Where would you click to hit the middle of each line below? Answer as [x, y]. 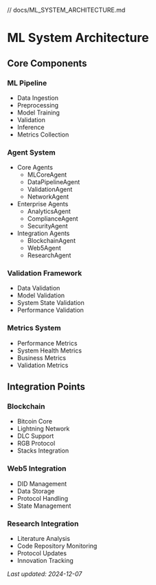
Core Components [47, 63]
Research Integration [43, 524]
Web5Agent [44, 248]
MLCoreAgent [47, 175]
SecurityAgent [47, 226]
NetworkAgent [48, 197]
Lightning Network [43, 429]
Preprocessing [38, 105]
